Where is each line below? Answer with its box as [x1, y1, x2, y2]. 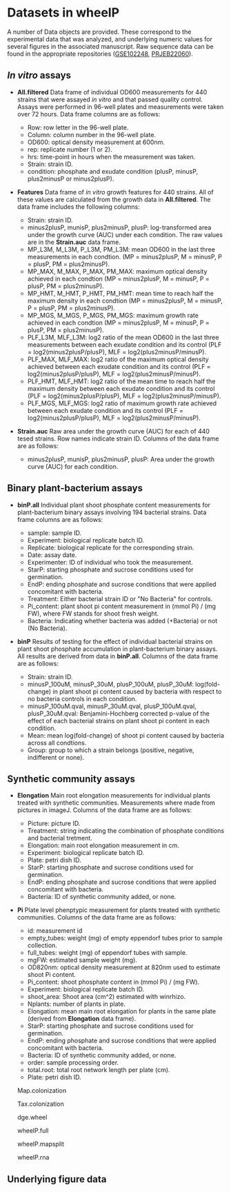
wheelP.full [17, 1127, 49, 1135]
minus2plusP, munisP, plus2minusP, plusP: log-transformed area [27, 223, 212, 232]
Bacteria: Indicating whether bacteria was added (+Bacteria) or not [27, 616, 218, 625]
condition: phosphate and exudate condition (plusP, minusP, [27, 167, 199, 175]
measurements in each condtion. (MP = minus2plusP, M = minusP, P [27, 252, 223, 261]
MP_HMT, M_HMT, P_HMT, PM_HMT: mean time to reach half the [27, 289, 214, 297]
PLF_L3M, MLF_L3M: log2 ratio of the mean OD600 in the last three [27, 333, 219, 341]
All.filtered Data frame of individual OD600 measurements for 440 [17, 88, 208, 96]
